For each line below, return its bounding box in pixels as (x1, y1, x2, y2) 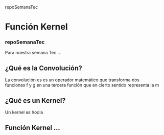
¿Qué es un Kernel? (5, 96, 66, 105)
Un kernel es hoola (5, 110, 43, 115)
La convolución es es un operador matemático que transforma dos (5, 77, 140, 83)
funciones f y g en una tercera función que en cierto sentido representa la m (5, 82, 159, 88)
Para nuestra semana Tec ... (5, 50, 62, 56)
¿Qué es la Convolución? (5, 64, 82, 72)
